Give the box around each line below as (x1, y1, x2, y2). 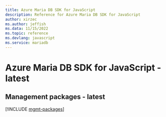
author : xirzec (5, 17, 37, 22)
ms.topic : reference (5, 31, 49, 36)
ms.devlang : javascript (5, 36, 55, 41)
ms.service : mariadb (5, 40, 49, 45)
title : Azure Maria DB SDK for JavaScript (5, 7, 96, 13)
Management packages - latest (5, 93, 106, 101)
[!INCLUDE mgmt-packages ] (5, 106, 64, 112)
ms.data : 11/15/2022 (5, 26, 49, 31)
